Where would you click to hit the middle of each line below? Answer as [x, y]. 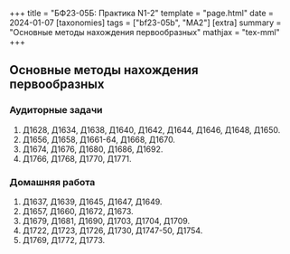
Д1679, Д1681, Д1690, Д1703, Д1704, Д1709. [106, 221]
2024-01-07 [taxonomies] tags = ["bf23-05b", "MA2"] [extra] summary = [145, 23]
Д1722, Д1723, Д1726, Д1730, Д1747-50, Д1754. [112, 230]
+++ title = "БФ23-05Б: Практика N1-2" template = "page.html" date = [141, 13]
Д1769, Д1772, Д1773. [64, 240]
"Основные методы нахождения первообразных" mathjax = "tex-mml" [145, 32]
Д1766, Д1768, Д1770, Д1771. [77, 158]
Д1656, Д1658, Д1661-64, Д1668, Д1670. [99, 139]
